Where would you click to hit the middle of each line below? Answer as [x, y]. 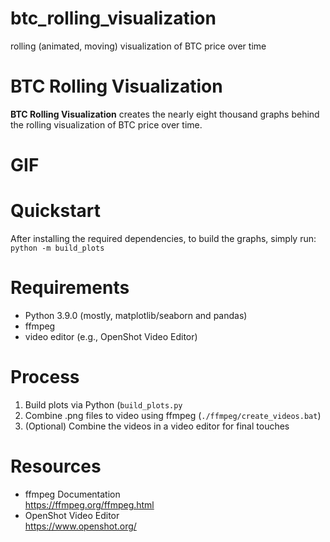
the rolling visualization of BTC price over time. [106, 124]
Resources [56, 466]
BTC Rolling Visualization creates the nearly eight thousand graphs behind [165, 114]
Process [45, 377]
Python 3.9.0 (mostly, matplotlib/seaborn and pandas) [136, 315]
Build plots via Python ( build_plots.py [103, 404]
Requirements [70, 288]
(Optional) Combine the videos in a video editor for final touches [157, 426]
